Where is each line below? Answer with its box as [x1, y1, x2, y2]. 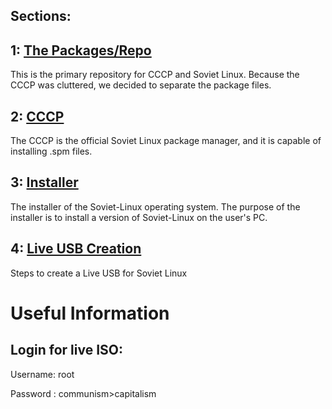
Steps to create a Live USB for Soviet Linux [10, 267, 188, 279]
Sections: [10, 8, 72, 25]
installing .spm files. [10, 145, 93, 158]
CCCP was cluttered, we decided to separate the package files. [10, 79, 272, 91]
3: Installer [10, 174, 79, 191]
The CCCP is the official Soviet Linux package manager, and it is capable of [10, 135, 322, 147]
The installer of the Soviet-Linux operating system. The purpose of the [10, 200, 301, 213]
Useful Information [10, 302, 170, 324]
